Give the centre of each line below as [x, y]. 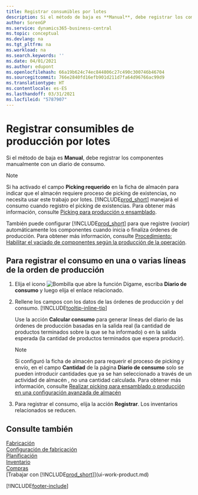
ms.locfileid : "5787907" [37, 99]
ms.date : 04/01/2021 [32, 61]
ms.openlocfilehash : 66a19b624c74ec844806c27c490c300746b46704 [85, 72]
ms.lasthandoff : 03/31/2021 [41, 94]
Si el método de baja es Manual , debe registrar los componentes [85, 158]
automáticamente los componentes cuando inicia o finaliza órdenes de [92, 229]
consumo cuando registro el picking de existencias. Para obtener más [91, 206]
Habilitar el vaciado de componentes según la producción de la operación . [96, 242]
